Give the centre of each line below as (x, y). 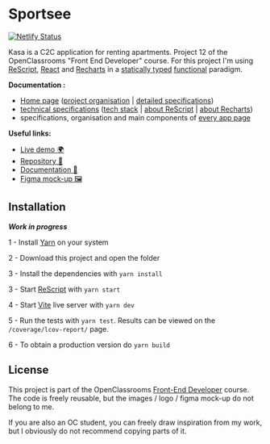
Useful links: (30, 133)
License (29, 370)
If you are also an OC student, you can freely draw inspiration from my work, (135, 422)
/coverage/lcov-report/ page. (58, 329)
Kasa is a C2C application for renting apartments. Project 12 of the (118, 52)
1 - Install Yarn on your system (58, 242)
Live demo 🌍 (42, 149)
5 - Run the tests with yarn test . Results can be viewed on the (112, 320)
